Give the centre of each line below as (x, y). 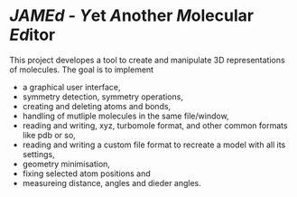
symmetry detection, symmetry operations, (102, 97)
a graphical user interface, (71, 87)
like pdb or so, (49, 135)
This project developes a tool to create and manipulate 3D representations (148, 60)
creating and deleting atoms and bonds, (97, 106)
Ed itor (32, 35)
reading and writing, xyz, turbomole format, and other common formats (155, 125)
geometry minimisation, (66, 164)
